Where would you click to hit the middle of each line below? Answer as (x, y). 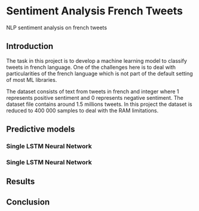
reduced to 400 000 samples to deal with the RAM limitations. (82, 110)
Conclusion (28, 202)
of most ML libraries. (32, 79)
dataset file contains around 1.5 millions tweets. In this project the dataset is (99, 104)
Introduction (30, 46)
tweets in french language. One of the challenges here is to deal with (91, 67)
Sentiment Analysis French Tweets (95, 11)
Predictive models (41, 129)
